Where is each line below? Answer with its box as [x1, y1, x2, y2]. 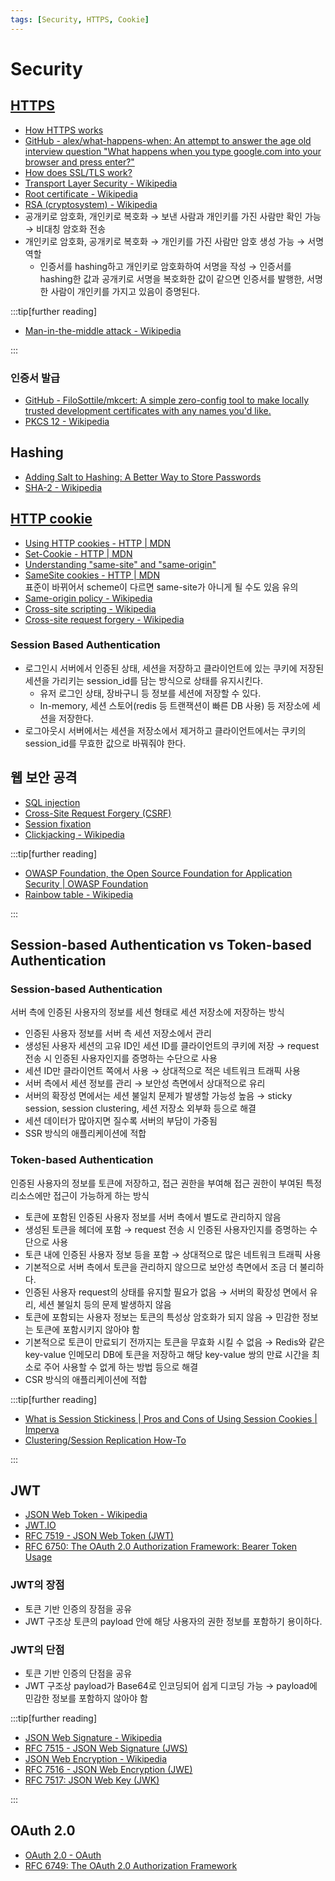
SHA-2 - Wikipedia [24, 481, 103, 493]
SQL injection [24, 796, 81, 808]
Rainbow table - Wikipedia [24, 888, 134, 900]
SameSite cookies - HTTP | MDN [24, 569, 160, 581]
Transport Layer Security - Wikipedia [24, 177, 178, 189]
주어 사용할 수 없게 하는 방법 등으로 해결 [43, 1361, 199, 1373]
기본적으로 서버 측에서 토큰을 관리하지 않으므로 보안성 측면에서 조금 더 [24, 1261, 298, 1273]
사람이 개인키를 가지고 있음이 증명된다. [50, 285, 201, 297]
